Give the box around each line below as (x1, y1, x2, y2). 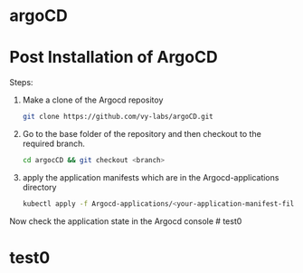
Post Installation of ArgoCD (9, 47, 219, 68)
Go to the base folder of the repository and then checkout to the (22, 129, 262, 139)
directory (22, 181, 57, 192)
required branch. (22, 138, 86, 149)
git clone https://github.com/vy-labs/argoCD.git (22, 112, 214, 122)
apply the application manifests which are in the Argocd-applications (22, 171, 279, 182)
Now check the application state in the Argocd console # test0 (9, 215, 242, 227)
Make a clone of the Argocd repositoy (22, 94, 164, 105)
